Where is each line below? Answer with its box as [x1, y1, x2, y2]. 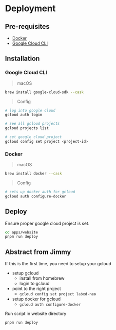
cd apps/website [5, 230, 38, 234]
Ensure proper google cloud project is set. [5, 220, 90, 226]
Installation [5, 55, 40, 63]
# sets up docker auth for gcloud [5, 189, 76, 194]
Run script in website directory [5, 311, 67, 317]
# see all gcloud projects [5, 121, 60, 126]
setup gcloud [12, 270, 39, 276]
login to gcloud [19, 281, 50, 287]
